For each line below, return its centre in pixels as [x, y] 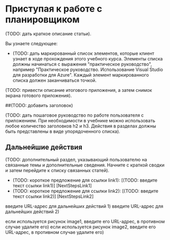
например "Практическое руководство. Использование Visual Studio [88, 70]
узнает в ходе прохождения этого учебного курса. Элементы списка [88, 58]
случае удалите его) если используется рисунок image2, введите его [81, 227]
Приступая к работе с [54, 9]
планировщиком [43, 20]
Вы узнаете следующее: [31, 43]
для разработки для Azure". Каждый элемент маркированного [81, 75]
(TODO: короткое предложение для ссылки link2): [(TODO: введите [86, 191]
